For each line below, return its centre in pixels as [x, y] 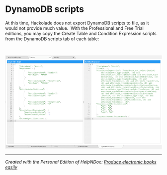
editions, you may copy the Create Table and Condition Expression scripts [81, 33]
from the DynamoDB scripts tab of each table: [52, 39]
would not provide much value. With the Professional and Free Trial [75, 28]
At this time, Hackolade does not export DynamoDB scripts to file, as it [77, 23]
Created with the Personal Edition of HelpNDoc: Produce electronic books [81, 162]
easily [11, 167]
